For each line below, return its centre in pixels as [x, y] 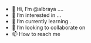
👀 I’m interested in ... [36, 15]
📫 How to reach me [36, 34]
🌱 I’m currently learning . [41, 21]
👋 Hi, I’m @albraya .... [38, 9]
